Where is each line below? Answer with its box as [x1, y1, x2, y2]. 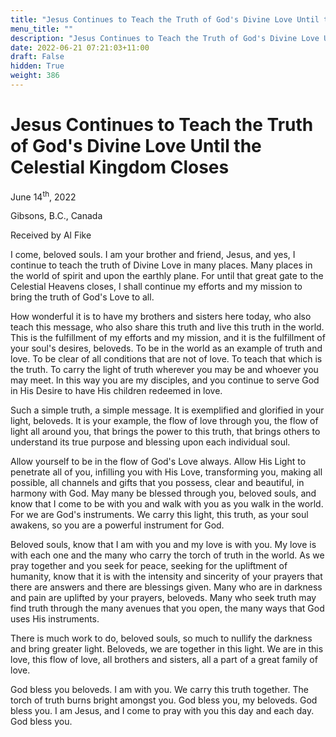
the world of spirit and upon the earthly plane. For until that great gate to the [10, 270, 324, 282]
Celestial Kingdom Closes [10, 156, 230, 179]
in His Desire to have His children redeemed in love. [10, 385, 223, 397]
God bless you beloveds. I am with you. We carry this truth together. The [10, 684, 309, 696]
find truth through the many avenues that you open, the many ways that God [10, 602, 325, 615]
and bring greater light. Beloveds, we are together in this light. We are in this [10, 643, 324, 655]
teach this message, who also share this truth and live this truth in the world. [10, 321, 325, 333]
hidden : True [10, 61, 65, 71]
